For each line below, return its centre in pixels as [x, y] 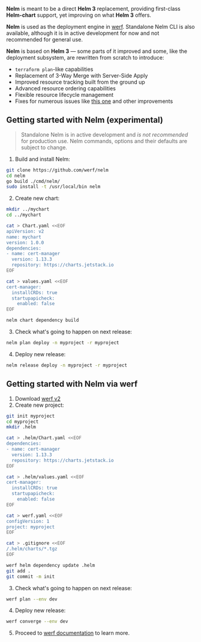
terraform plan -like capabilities [54, 69]
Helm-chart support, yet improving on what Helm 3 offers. [79, 15]
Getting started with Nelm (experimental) [85, 120]
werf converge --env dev [37, 622]
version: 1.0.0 [25, 242]
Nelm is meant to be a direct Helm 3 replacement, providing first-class [94, 9]
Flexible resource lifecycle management [64, 95]
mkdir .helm [21, 427]
